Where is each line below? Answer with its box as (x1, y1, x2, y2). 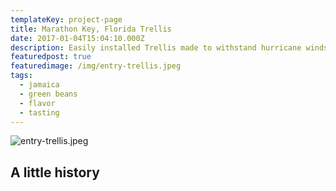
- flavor (19, 98, 56, 108)
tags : (10, 71, 33, 81)
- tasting (19, 107, 60, 118)
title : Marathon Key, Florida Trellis (10, 24, 172, 34)
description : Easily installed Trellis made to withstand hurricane (10, 42, 302, 53)
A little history (10, 164, 100, 181)
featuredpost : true (10, 52, 92, 62)
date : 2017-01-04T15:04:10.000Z (10, 33, 145, 43)
